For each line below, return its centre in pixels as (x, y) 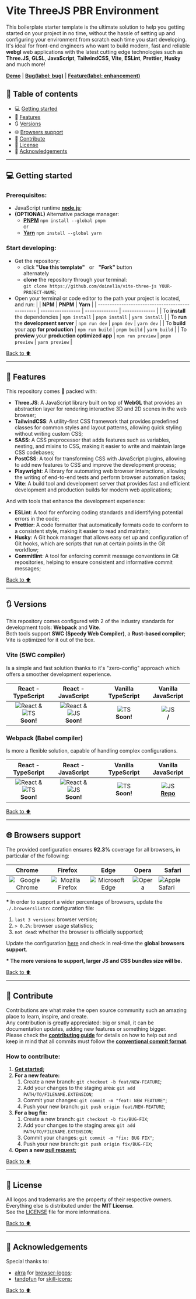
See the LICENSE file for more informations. (59, 1212)
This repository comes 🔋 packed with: (52, 391)
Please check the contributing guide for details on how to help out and (92, 1035)
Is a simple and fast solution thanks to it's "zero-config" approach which (93, 668)
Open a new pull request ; (45, 1150)
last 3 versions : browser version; (56, 919)
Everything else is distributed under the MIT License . (70, 1205)
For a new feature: (37, 1075)
